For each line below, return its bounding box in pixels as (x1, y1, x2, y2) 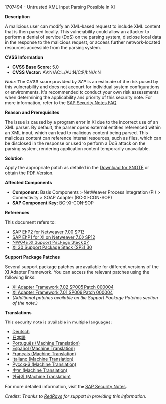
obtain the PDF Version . (5, 170, 54, 176)
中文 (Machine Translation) (12, 367, 68, 373)
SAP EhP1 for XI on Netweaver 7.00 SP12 (12, 234, 96, 240)
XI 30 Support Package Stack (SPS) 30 (12, 244, 92, 250)
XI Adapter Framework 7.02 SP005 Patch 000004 (12, 284, 114, 290)
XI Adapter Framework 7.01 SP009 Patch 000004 (12, 289, 113, 295)
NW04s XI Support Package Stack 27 (12, 240, 89, 245)
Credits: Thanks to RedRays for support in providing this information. (5, 393, 147, 399)
